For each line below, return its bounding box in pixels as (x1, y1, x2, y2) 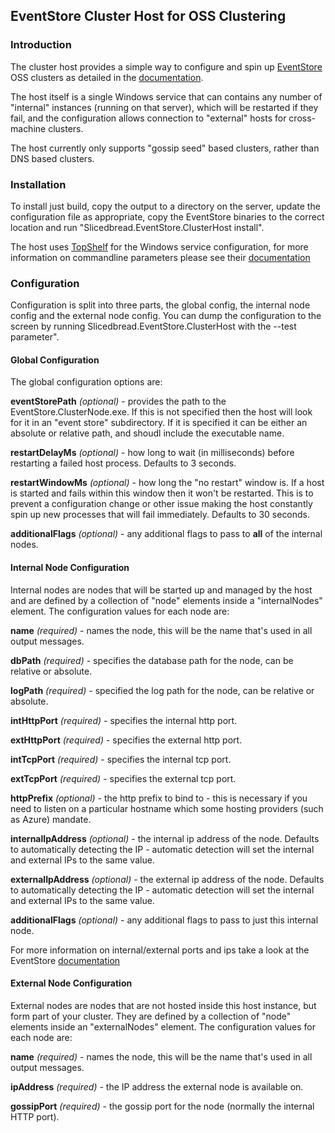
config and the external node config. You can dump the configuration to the (10, 310, 322, 322)
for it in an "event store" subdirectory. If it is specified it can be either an (10, 417, 308, 429)
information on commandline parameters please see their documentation (10, 251, 311, 263)
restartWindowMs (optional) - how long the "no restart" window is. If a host (10, 477, 325, 489)
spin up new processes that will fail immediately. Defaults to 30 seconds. (10, 509, 311, 521)
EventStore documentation (10, 954, 121, 966)
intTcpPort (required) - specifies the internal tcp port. (10, 753, 232, 765)
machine (10, 122, 47, 134)
